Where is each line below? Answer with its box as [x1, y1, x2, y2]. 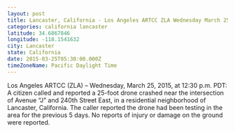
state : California [7, 49, 61, 56]
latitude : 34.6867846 [7, 29, 71, 37]
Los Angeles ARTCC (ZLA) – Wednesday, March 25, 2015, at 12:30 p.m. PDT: [7, 81, 227, 89]
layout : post [7, 10, 45, 17]
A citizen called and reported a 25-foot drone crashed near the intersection [7, 88, 225, 97]
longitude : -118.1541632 [7, 36, 80, 43]
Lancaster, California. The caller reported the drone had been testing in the [7, 103, 223, 111]
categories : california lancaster [7, 23, 108, 30]
